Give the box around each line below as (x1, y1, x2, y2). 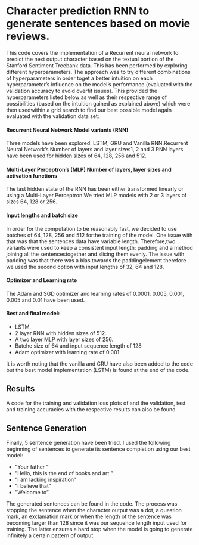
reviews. (6, 30, 50, 43)
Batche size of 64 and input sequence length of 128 (14, 342, 142, 349)
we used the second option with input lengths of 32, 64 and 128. (6, 263, 164, 270)
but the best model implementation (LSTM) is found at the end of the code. (6, 366, 190, 373)
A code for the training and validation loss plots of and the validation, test (6, 400, 186, 407)
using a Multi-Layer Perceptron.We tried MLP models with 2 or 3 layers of (6, 192, 187, 199)
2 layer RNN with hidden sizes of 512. (14, 329, 107, 336)
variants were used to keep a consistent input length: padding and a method (6, 244, 194, 251)
